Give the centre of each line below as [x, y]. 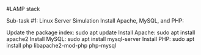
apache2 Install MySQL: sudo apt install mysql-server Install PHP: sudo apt [100, 39]
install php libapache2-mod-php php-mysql [61, 46]
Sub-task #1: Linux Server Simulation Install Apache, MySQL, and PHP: [95, 20]
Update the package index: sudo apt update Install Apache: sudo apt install [101, 32]
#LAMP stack [23, 9]
